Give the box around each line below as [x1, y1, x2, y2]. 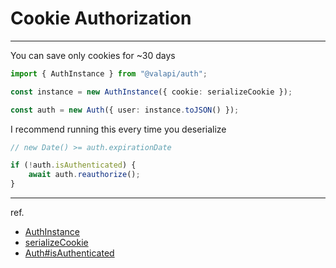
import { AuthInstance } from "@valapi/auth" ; [10, 68, 208, 79]
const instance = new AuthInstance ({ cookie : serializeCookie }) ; [10, 87, 293, 97]
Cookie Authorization [10, 7, 192, 30]
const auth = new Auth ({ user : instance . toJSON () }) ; [10, 105, 240, 115]
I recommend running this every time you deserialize [10, 123, 227, 135]
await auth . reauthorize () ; [28, 170, 141, 180]
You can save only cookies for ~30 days [10, 49, 176, 61]
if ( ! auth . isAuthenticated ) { [10, 160, 137, 171]
